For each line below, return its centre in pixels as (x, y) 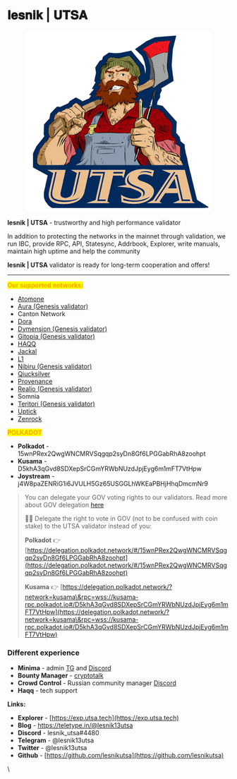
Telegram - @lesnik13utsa (56, 740)
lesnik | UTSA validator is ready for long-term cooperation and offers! (109, 265)
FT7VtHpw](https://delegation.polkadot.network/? (97, 612)
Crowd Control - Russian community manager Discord (97, 683)
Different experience (43, 653)
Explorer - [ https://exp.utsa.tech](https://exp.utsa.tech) (98, 718)
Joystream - (36, 476)
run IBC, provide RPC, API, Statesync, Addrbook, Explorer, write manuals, (114, 243)
